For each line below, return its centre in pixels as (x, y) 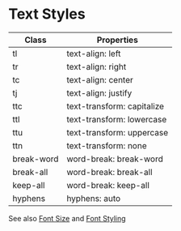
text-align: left (94, 53)
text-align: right (97, 66)
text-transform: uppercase (118, 132)
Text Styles (47, 14)
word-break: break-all (109, 172)
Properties (118, 40)
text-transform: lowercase (117, 119)
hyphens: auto (94, 198)
